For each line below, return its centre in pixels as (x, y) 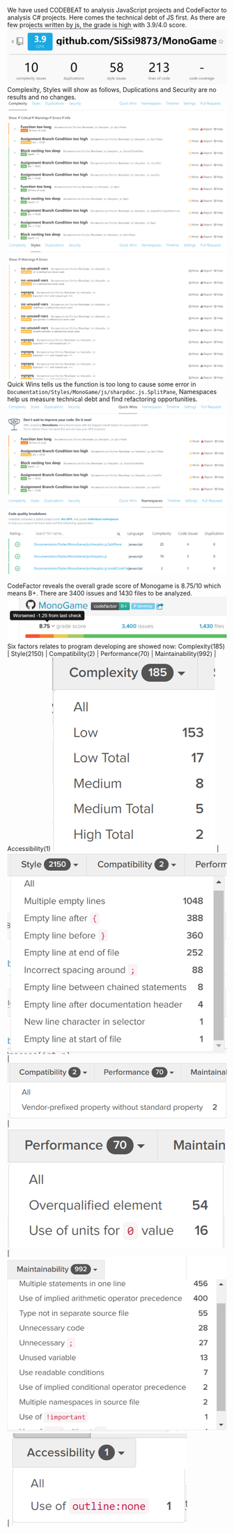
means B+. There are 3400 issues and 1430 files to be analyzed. (100, 593)
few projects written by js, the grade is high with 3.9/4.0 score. (97, 25)
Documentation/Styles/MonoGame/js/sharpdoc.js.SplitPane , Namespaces (112, 392)
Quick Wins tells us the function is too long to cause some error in (102, 384)
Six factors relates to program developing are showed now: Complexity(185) (116, 646)
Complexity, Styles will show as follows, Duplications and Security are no (112, 90)
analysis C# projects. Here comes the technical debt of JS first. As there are (116, 17)
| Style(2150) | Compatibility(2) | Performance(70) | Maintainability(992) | (112, 653)
